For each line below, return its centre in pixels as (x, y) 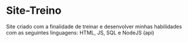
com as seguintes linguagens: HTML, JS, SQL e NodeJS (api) (80, 32)
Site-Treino (34, 11)
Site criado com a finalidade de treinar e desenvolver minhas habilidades (94, 26)
